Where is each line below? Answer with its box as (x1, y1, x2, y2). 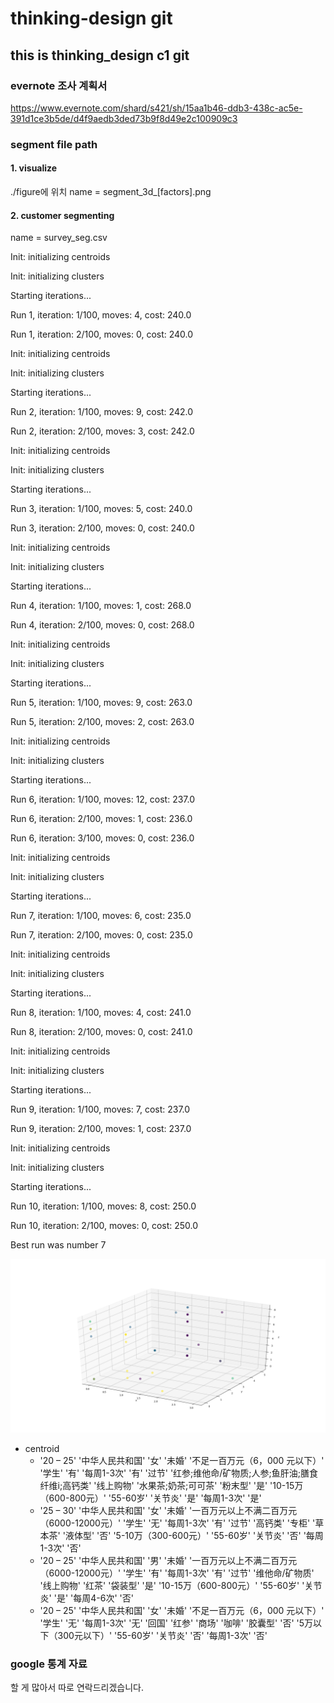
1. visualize (10, 162, 58, 174)
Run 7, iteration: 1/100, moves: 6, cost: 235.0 (10, 910, 192, 922)
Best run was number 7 (10, 1239, 107, 1251)
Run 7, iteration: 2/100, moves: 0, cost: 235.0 (10, 929, 193, 941)
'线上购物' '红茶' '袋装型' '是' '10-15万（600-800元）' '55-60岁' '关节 (39, 1579, 323, 1591)
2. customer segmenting (10, 209, 115, 221)
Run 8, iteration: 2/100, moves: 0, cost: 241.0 (10, 1026, 193, 1038)
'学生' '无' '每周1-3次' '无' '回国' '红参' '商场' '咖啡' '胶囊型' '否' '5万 (39, 1617, 314, 1629)
